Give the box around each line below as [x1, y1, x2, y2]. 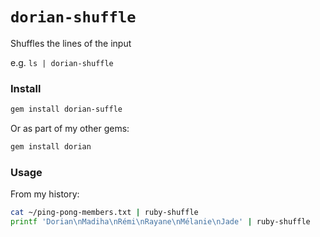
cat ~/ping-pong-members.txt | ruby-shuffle [10, 208, 199, 218]
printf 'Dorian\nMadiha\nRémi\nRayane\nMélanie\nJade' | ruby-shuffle [10, 217, 311, 227]
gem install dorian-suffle [10, 104, 123, 115]
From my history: [10, 188, 80, 200]
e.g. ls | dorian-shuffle [10, 56, 114, 68]
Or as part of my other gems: [10, 123, 130, 135]
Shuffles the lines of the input [10, 37, 132, 49]
